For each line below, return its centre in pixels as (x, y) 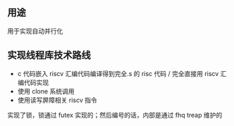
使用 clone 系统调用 (46, 91)
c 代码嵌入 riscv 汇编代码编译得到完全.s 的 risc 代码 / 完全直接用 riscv (118, 73)
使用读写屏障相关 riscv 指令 (57, 100)
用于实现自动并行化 (35, 31)
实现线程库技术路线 (49, 55)
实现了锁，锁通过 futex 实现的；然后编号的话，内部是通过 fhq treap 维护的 (115, 115)
